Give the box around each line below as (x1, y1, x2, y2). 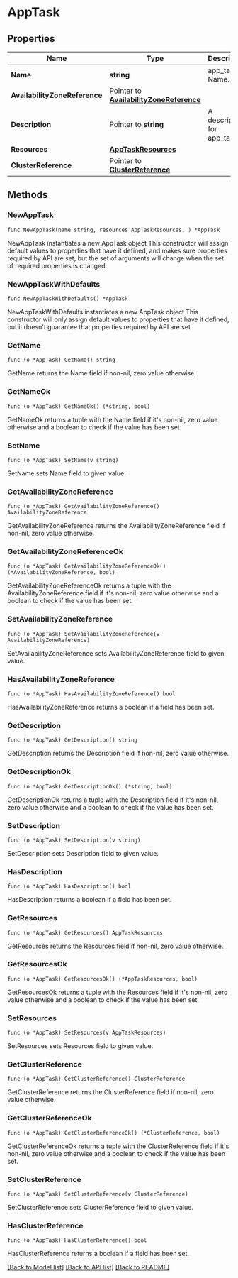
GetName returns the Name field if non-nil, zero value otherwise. (7, 369, 197, 378)
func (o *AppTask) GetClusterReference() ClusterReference (7, 1076, 186, 1083)
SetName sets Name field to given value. (7, 469, 126, 478)
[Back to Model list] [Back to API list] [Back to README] (7, 1263, 170, 1272)
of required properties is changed (7, 261, 106, 270)
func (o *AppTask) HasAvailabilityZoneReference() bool (7, 690, 176, 698)
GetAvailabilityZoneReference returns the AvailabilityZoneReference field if (7, 522, 225, 530)
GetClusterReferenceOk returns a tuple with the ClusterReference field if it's (7, 1142, 229, 1150)
